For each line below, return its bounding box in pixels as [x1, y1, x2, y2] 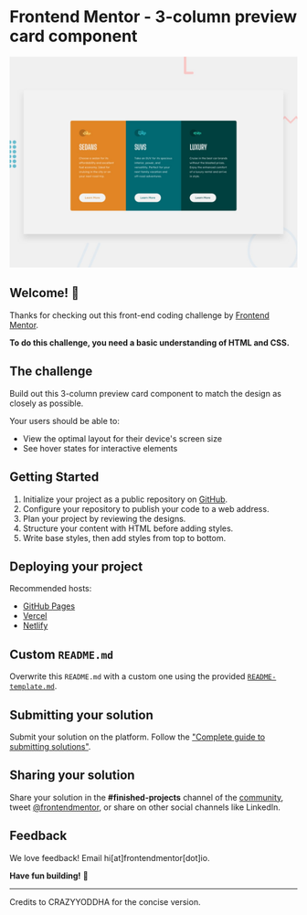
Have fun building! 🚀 [9, 870, 89, 881]
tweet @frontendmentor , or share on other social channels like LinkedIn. [9, 802, 281, 813]
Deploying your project [9, 559, 143, 574]
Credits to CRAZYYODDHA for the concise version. [9, 896, 201, 907]
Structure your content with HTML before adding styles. [22, 523, 234, 534]
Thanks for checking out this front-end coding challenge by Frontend [9, 309, 270, 321]
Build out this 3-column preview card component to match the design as [9, 388, 281, 399]
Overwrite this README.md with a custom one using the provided [9, 671, 246, 682]
